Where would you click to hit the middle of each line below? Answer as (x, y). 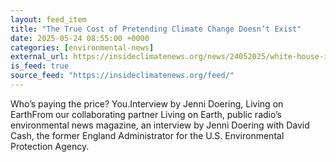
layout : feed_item (48, 19)
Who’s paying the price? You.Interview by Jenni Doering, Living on (147, 103)
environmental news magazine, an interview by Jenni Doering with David (160, 125)
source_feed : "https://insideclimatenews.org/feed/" (122, 76)
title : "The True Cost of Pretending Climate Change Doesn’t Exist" (156, 29)
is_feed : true (40, 66)
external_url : (40, 57)
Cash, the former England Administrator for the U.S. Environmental (147, 135)
